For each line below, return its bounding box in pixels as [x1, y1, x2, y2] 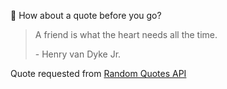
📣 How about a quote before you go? [10, 10, 162, 21]
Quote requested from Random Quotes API [10, 68, 187, 79]
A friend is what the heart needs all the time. [34, 29, 218, 40]
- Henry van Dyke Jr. [34, 48, 122, 60]
